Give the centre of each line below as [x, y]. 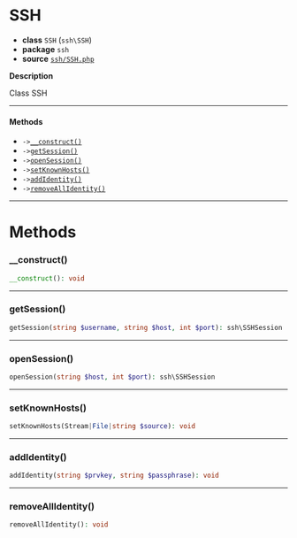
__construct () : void [47, 278]
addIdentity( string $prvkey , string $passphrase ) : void [114, 476]
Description [31, 75]
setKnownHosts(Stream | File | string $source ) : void [103, 427]
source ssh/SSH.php [58, 58]
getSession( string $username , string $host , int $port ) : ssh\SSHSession [146, 327]
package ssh [45, 49]
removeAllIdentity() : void [59, 525]
